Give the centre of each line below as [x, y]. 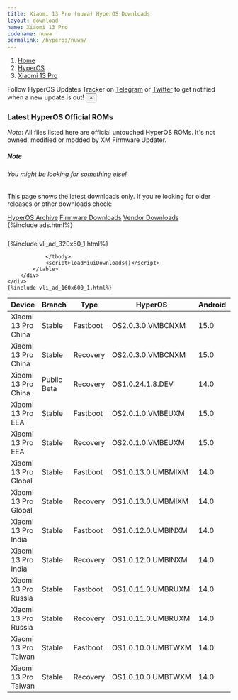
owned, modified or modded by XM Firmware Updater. [87, 140]
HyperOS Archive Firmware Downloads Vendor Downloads [93, 218]
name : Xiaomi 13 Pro [38, 27]
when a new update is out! [46, 97]
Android [212, 305]
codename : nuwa [30, 34]
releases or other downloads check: [60, 204]
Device [23, 305]
